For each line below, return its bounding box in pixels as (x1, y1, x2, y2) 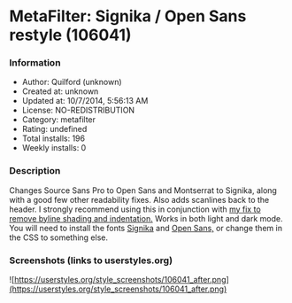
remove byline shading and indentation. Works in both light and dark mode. (9, 213, 283, 223)
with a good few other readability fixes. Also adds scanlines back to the (9, 194, 270, 205)
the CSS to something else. (9, 232, 109, 243)
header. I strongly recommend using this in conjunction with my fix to (9, 204, 261, 214)
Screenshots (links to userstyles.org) (9, 254, 173, 267)
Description (9, 165, 61, 177)
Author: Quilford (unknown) (21, 77, 122, 88)
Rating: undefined (21, 124, 88, 135)
